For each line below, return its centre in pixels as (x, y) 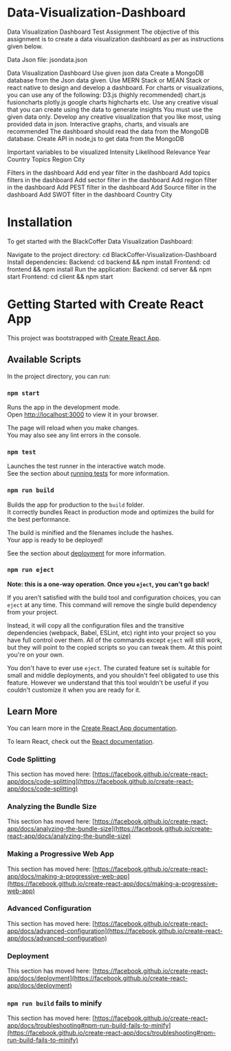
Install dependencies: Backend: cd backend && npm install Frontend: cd (109, 262)
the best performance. (39, 519)
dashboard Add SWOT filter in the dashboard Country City (90, 195)
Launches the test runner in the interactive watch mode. (87, 466)
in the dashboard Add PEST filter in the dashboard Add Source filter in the (112, 187)
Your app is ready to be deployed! (55, 540)
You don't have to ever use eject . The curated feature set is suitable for (109, 667)
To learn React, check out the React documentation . (81, 741)
